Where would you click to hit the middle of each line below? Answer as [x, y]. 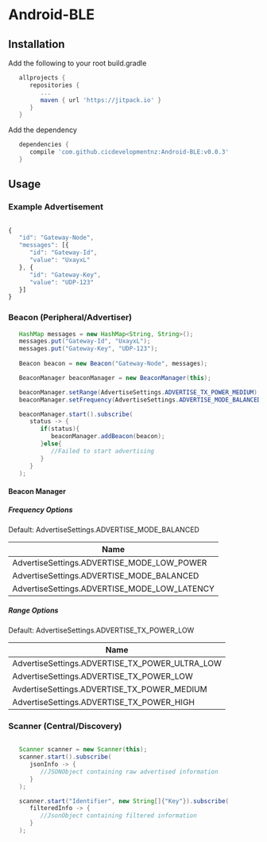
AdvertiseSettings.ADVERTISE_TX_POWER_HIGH [103, 703]
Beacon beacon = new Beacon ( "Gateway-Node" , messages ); [113, 364]
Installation [37, 44]
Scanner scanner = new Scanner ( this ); [83, 750]
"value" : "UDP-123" [61, 282]
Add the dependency [43, 130]
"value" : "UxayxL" [60, 260]
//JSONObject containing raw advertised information [129, 772]
